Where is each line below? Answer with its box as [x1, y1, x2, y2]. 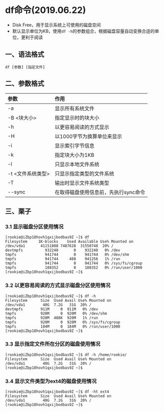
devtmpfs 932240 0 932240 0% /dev [5, 248, 121, 253]
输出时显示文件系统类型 [54, 179, 110, 186]
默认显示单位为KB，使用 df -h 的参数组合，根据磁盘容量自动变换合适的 [12, 28, 155, 34]
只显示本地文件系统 [54, 161, 100, 168]
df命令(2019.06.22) [5, 4, 86, 16]
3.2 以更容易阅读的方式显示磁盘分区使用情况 [5, 282, 111, 289]
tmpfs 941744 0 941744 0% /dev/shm [5, 252, 129, 257]
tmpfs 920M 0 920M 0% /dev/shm [5, 311, 107, 316]
